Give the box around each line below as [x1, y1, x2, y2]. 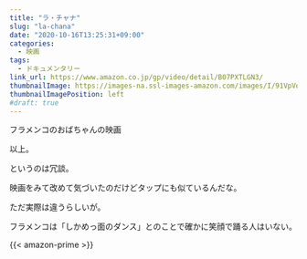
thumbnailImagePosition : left [9, 89, 125, 98]
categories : [9, 38, 55, 48]
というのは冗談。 [9, 163, 74, 174]
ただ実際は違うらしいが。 [9, 202, 106, 212]
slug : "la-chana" [9, 22, 76, 31]
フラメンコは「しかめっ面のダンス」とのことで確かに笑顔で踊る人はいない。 [9, 221, 297, 233]
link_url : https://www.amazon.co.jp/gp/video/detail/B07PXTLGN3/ [9, 73, 263, 82]
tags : [9, 56, 30, 65]
